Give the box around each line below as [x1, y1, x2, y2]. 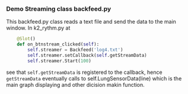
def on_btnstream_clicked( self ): [17, 41, 100, 47]
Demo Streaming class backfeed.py [6, 5, 111, 13]
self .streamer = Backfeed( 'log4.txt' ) [27, 47, 123, 53]
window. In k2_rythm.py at [6, 24, 71, 31]
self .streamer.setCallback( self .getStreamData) [27, 52, 147, 58]
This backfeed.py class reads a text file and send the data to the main [6, 18, 177, 25]
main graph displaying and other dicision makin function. [6, 81, 145, 88]
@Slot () [17, 36, 36, 42]
